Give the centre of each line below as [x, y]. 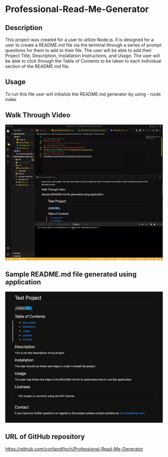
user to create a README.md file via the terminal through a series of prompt [83, 45]
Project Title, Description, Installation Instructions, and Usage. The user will [82, 56]
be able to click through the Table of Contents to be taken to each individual [83, 61]
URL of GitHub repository [45, 437]
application [23, 282]
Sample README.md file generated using [71, 275]
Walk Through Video [38, 115]
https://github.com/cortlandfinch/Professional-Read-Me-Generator [74, 448]
